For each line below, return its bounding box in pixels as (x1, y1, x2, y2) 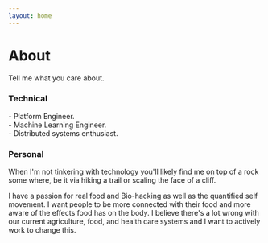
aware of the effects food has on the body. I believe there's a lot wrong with (8, 208, 260, 218)
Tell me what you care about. (8, 73, 105, 83)
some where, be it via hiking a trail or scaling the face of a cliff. (8, 175, 216, 185)
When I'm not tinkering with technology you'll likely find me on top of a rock (8, 167, 259, 177)
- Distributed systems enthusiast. (8, 128, 118, 138)
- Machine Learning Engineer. (8, 120, 107, 130)
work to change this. (8, 225, 76, 235)
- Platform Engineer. (8, 111, 75, 121)
